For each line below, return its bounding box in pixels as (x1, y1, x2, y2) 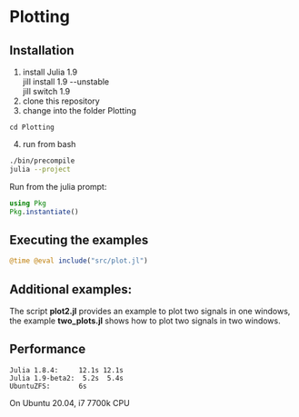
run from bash (22, 139, 76, 149)
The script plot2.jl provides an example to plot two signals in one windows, (9, 306, 291, 316)
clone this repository (22, 95, 100, 106)
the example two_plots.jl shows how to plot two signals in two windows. (9, 315, 281, 326)
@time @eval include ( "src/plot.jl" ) (9, 256, 148, 265)
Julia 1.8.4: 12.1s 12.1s (9, 365, 125, 374)
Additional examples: (9, 282, 133, 297)
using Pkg (9, 198, 47, 208)
